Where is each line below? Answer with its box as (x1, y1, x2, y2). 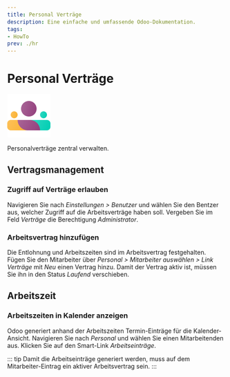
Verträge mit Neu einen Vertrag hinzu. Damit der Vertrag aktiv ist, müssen (7, 263, 217, 271)
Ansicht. (7, 333, 31, 342)
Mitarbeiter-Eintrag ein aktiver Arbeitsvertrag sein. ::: (7, 362, 157, 370)
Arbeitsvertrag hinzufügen (7, 232, 99, 242)
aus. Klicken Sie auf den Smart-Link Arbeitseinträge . (7, 341, 157, 349)
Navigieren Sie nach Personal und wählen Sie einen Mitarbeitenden (32, 333, 224, 342)
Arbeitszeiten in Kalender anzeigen (7, 311, 128, 320)
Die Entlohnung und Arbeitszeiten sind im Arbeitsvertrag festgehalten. (7, 249, 207, 257)
